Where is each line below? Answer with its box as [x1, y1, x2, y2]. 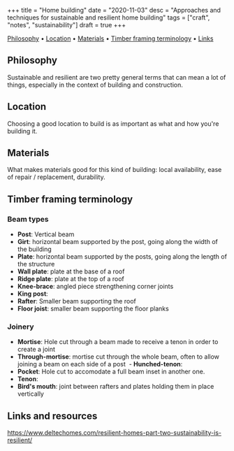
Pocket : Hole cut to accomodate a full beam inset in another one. [17, 367, 205, 376]
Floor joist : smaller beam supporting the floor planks [17, 304, 169, 313]
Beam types [7, 214, 49, 224]
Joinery [7, 322, 34, 331]
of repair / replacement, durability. [7, 173, 106, 181]
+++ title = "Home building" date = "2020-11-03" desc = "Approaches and [7, 6, 221, 14]
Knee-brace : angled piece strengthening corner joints [17, 282, 174, 291]
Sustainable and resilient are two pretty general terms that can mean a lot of [7, 73, 226, 81]
